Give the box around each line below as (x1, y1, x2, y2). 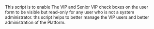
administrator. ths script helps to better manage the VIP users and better (5, 14, 149, 20)
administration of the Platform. (5, 19, 66, 25)
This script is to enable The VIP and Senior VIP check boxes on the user (5, 4, 149, 10)
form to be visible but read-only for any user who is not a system (5, 9, 135, 15)
